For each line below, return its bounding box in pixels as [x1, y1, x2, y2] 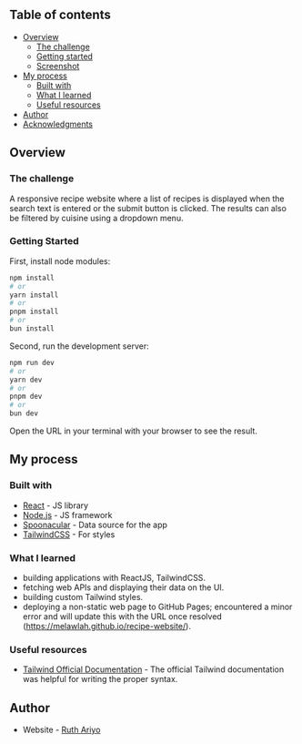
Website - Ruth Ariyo [22, 724, 101, 736]
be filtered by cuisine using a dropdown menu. [9, 212, 184, 223]
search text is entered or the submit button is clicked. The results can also [9, 202, 287, 213]
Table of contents [9, 7, 111, 23]
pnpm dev [9, 392, 43, 402]
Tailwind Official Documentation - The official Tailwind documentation [22, 664, 285, 675]
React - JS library [22, 500, 89, 511]
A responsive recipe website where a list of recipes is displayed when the [9, 193, 285, 204]
